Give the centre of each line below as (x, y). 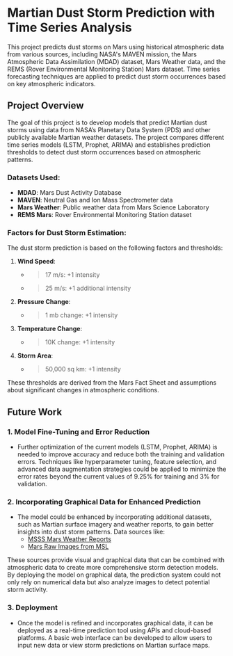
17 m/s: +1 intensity (72, 275)
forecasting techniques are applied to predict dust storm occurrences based (116, 76)
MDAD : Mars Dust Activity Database (69, 193)
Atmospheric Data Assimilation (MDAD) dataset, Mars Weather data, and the (116, 61)
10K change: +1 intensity (80, 342)
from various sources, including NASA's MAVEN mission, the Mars (102, 54)
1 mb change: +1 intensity (81, 315)
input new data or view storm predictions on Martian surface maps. (113, 645)
